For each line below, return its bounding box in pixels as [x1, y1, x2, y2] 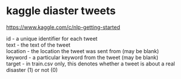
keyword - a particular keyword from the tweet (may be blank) [6, 54, 159, 61]
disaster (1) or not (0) [6, 66, 58, 73]
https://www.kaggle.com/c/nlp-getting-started [6, 24, 120, 31]
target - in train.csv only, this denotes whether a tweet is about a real [6, 60, 176, 67]
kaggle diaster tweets [6, 4, 116, 18]
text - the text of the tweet [6, 41, 71, 48]
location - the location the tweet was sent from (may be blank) [6, 47, 160, 54]
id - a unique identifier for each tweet [6, 35, 98, 42]
